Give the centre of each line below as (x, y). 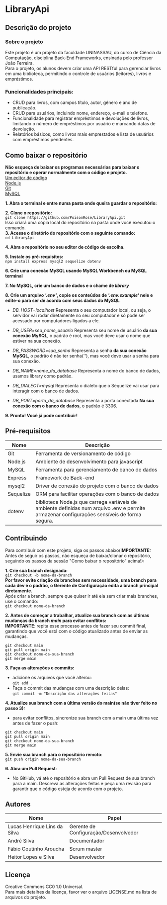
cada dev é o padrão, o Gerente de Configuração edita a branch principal (82, 585)
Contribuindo (26, 538)
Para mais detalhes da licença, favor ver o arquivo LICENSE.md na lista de (81, 892)
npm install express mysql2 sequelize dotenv (53, 261)
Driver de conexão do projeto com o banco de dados (97, 486)
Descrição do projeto (38, 28)
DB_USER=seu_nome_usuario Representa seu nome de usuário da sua (85, 330)
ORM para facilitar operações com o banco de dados (97, 494)
